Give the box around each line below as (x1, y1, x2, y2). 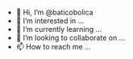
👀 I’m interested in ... (15, 16, 85, 26)
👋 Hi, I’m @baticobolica (15, 8, 94, 17)
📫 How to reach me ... (15, 42, 91, 51)
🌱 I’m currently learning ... (15, 25, 102, 33)
